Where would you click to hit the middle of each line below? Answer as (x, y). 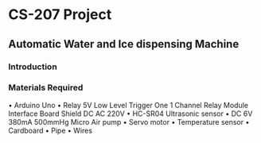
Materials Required (46, 87)
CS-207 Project (60, 15)
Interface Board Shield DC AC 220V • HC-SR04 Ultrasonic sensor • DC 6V (130, 114)
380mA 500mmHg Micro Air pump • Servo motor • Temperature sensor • (129, 122)
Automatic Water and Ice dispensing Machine (124, 44)
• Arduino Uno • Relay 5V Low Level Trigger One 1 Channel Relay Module (129, 105)
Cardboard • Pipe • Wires (51, 130)
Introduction (33, 67)
